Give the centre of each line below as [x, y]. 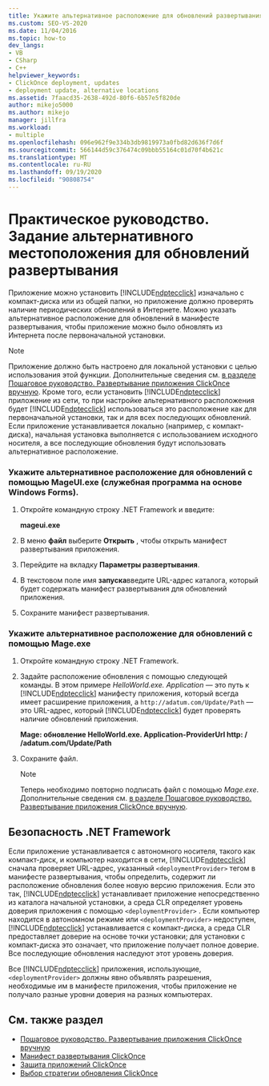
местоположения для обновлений [129, 254]
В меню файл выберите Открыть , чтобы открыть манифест [123, 541]
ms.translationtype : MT [48, 157]
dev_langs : [26, 46]
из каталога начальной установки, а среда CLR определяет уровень [125, 902]
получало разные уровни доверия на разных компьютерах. [111, 995]
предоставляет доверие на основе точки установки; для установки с [127, 937]
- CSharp [23, 61]
